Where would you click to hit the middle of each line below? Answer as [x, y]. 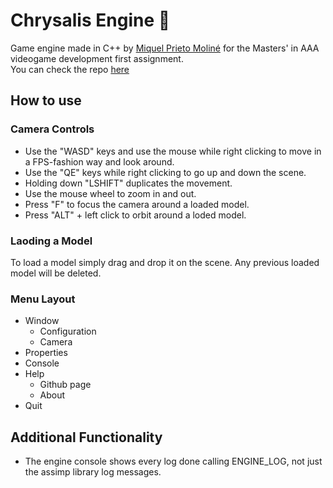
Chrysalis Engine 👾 [90, 20]
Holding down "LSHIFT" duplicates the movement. [128, 183]
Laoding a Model [51, 241]
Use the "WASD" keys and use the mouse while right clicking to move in [173, 151]
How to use [46, 100]
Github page [65, 385]
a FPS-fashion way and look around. [99, 161]
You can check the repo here [70, 69]
